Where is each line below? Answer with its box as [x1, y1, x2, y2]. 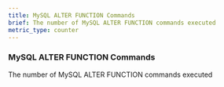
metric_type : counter [8, 26, 79, 34]
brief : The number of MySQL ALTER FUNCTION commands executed [8, 19, 216, 27]
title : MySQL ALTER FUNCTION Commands [8, 11, 135, 20]
